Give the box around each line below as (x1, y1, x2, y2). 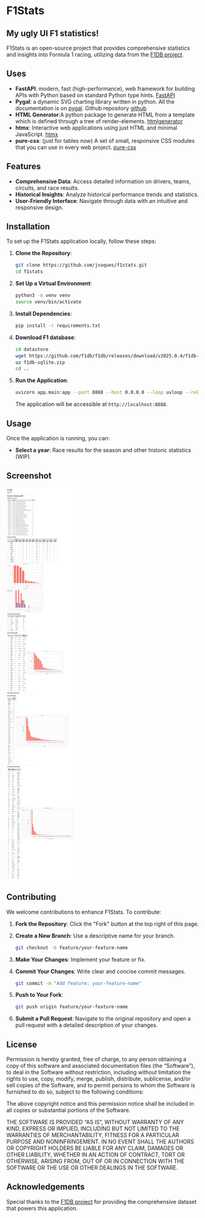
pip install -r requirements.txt (15, 323, 101, 329)
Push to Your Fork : (15, 991, 63, 998)
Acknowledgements (6, 1182, 85, 1192)
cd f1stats (15, 269, 43, 275)
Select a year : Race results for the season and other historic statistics (15, 446, 192, 454)
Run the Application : (15, 377, 69, 384)
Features (6, 161, 41, 172)
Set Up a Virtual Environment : (15, 280, 92, 287)
